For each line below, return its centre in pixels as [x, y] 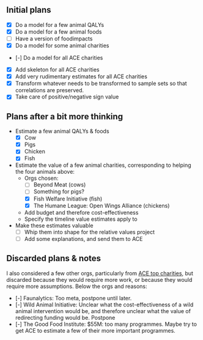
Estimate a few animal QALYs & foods [62, 131]
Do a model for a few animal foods [58, 31]
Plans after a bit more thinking [65, 116]
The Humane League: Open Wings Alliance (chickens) [102, 205]
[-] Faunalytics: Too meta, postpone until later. [73, 298]
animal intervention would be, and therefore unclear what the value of [103, 311]
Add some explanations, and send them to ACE [83, 238]
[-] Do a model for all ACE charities [59, 58]
